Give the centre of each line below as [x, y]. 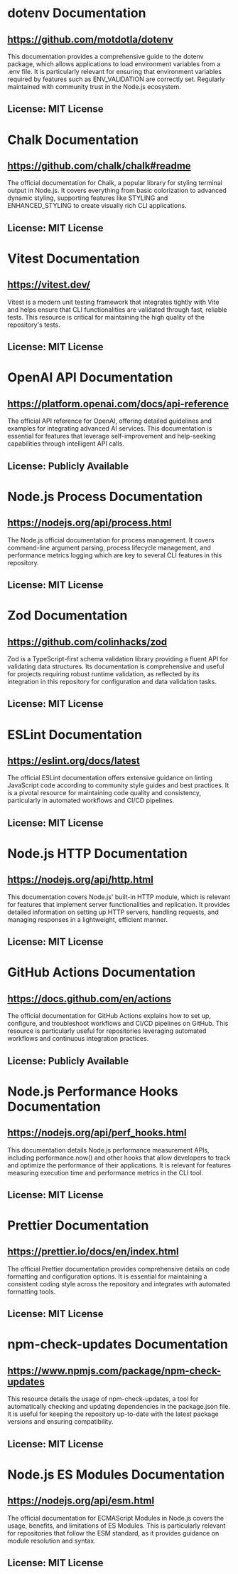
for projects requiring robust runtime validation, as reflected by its [104, 673]
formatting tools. [32, 1291]
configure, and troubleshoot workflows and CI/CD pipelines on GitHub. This [118, 1024]
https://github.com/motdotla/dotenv [91, 40]
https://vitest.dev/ [49, 285]
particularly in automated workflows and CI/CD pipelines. [91, 801]
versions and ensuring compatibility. [60, 1422]
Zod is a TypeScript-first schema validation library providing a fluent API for [118, 659]
